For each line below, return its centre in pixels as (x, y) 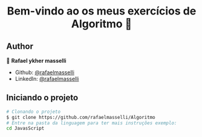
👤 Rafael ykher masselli (36, 61)
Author (20, 46)
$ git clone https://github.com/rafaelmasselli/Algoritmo (81, 117)
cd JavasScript (25, 129)
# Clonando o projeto (34, 112)
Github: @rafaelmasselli (44, 72)
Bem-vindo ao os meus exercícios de (102, 11)
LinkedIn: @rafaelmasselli (47, 79)
